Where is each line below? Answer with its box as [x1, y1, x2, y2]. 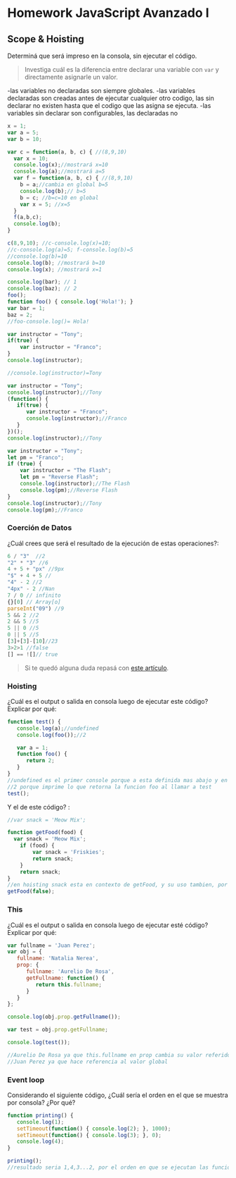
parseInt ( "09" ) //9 [7, 604, 65, 612]
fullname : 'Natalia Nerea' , [16, 955, 99, 962]
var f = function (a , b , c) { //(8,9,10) [13, 175, 133, 182]
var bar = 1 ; [7, 304, 46, 311]
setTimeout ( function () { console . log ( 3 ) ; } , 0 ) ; [16, 1131, 162, 1139]
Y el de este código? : [7, 802, 70, 811]
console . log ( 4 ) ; [16, 1138, 65, 1146]
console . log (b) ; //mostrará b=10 [7, 259, 105, 266]
